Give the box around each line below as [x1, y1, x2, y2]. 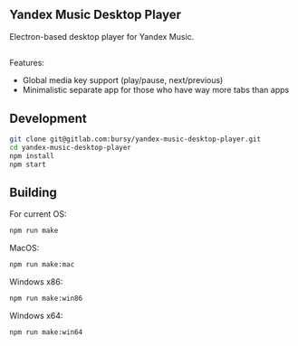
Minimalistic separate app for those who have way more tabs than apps [22, 85, 290, 96]
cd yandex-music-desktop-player [9, 143, 131, 152]
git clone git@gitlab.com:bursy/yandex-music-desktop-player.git [9, 135, 261, 144]
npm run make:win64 [9, 327, 83, 337]
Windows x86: [9, 276, 63, 287]
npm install [9, 151, 54, 161]
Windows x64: [9, 310, 63, 321]
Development [9, 110, 88, 126]
